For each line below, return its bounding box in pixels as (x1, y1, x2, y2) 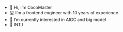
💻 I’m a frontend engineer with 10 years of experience (9, 10, 119, 15)
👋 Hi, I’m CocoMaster (9, 5, 52, 10)
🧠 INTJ (9, 22, 23, 27)
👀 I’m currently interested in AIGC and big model (9, 17, 106, 22)
